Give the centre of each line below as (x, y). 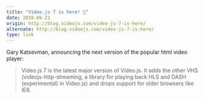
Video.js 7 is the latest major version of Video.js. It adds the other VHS (110, 70)
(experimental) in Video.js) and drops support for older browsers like (107, 84)
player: (15, 59)
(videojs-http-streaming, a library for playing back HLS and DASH (104, 77)
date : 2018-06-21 (28, 18)
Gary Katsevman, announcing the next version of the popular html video (97, 52)
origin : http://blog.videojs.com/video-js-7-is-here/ (76, 23)
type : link (20, 35)
